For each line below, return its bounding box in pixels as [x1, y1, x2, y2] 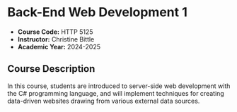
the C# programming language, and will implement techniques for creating [7, 89, 224, 97]
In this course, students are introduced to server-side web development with [7, 82, 231, 90]
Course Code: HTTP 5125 [17, 27, 93, 36]
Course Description [7, 63, 96, 75]
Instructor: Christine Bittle [17, 35, 95, 43]
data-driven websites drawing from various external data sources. [7, 97, 200, 105]
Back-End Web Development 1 [7, 4, 187, 20]
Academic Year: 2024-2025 [17, 42, 101, 51]
